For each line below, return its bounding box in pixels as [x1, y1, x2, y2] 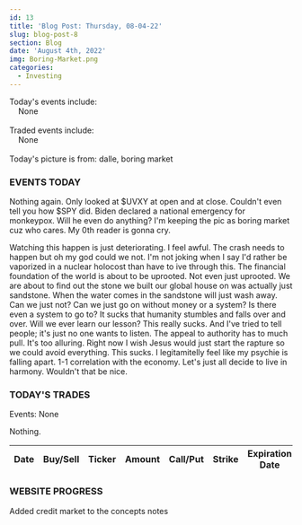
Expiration [246, 448, 292, 460]
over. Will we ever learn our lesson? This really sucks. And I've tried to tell [9, 319, 282, 329]
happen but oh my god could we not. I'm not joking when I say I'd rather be [9, 252, 288, 263]
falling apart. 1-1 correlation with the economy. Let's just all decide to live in [9, 356, 288, 368]
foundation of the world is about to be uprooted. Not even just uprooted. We [9, 271, 290, 282]
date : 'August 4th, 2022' [9, 47, 106, 56]
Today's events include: [9, 96, 97, 107]
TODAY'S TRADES [9, 388, 91, 400]
